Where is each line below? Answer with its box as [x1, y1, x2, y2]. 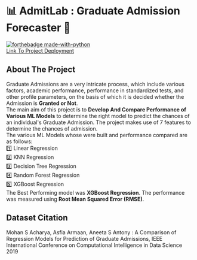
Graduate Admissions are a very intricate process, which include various [6, 80, 185, 87]
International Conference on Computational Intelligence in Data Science [6, 241, 183, 249]
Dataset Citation [6, 213, 68, 223]
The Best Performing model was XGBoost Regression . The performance [6, 189, 185, 196]
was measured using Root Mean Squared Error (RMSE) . [6, 195, 144, 202]
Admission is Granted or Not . [6, 99, 78, 107]
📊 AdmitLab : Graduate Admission [6, 4, 181, 18]
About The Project [6, 65, 76, 75]
